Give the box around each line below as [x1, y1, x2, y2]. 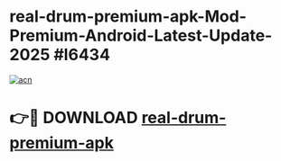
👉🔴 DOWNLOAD [9, 108, 138, 128]
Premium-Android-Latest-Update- [9, 25, 273, 46]
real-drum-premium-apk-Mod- [9, 6, 247, 27]
